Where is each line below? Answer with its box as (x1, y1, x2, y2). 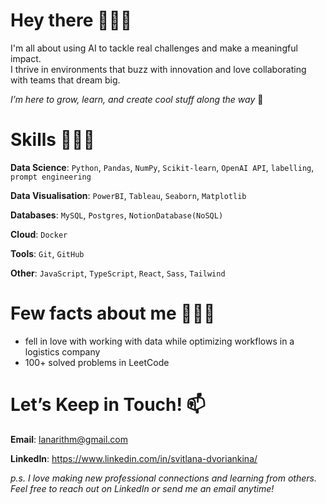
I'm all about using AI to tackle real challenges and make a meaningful (10, 42, 298, 54)
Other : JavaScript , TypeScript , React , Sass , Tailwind (10, 267, 226, 279)
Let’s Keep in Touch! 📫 (10, 394, 206, 416)
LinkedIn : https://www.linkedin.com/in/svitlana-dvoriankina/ (10, 452, 258, 464)
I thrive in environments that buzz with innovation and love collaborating (10, 63, 307, 75)
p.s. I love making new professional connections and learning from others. (10, 472, 317, 484)
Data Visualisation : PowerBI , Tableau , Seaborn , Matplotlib (10, 189, 247, 201)
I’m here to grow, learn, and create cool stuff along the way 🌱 (10, 93, 264, 105)
